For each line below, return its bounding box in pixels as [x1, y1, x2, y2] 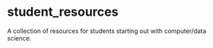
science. [7, 34, 32, 42]
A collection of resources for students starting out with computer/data [7, 27, 207, 35]
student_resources [7, 4, 119, 20]
